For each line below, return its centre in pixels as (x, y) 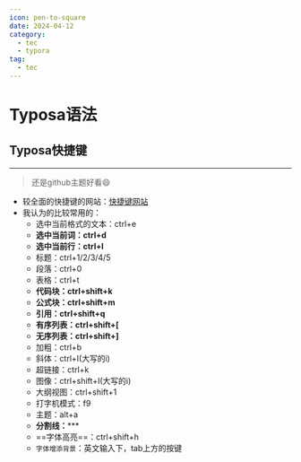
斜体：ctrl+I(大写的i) (73, 358)
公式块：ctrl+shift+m (75, 302)
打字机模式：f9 (63, 403)
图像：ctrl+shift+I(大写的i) (83, 380)
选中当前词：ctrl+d (71, 235)
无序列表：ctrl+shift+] (77, 336)
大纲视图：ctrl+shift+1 (76, 392)
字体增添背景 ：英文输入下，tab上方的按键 (109, 448)
